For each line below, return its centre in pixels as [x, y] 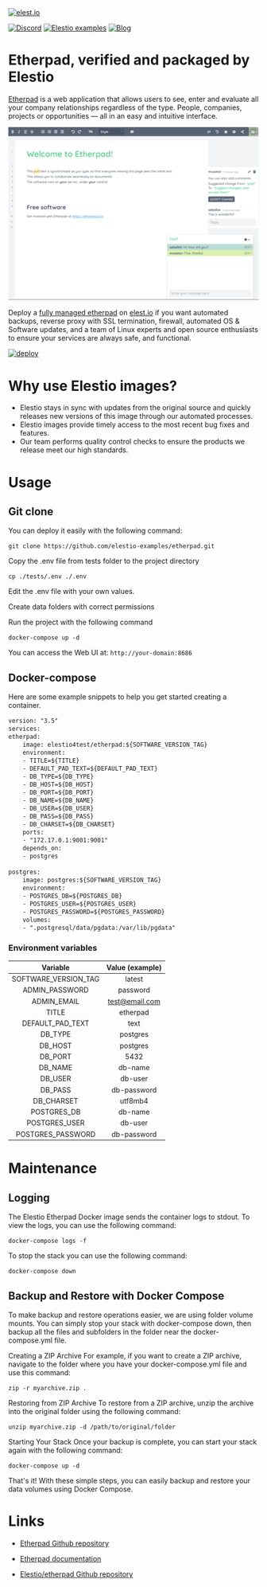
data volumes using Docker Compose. [71, 1489]
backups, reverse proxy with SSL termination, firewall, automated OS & [124, 321]
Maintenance [53, 1169]
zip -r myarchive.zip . [48, 1389]
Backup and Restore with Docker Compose [116, 1296]
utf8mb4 [134, 1100]
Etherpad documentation [60, 1558]
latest [134, 979]
